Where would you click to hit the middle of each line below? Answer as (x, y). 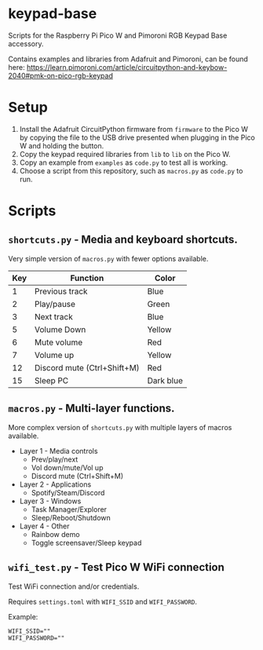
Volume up (54, 355)
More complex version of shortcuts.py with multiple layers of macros (120, 427)
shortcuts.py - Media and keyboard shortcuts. (123, 240)
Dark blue (165, 380)
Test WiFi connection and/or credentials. (74, 586)
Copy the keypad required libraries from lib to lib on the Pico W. (125, 154)
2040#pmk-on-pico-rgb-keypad (61, 75)
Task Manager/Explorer (69, 509)
